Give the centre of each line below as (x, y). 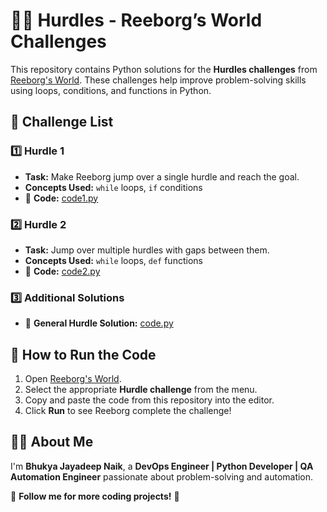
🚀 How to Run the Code (83, 354)
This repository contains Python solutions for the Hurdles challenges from (164, 69)
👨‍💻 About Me (52, 442)
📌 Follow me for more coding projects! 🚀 (95, 496)
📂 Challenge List (62, 122)
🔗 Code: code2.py (62, 271)
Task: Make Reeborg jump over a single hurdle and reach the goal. (162, 176)
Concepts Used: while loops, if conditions (113, 187)
